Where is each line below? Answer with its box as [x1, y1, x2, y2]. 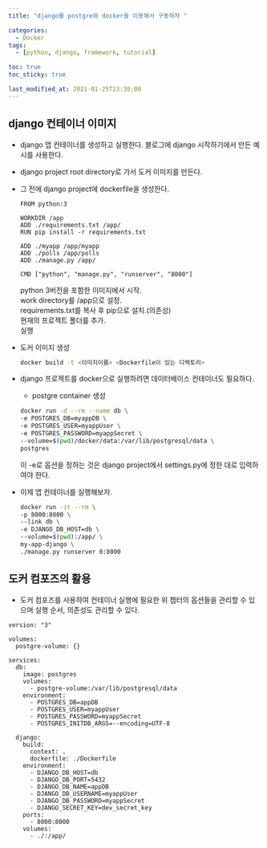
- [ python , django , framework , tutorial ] [15, 49, 156, 57]
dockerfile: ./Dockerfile [29, 754, 116, 763]
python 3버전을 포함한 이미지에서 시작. [19, 285, 142, 295]
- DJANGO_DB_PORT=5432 [29, 776, 106, 784]
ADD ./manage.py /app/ [19, 256, 96, 264]
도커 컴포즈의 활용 [8, 572, 91, 586]
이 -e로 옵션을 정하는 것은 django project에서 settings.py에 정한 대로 [19, 459, 238, 470]
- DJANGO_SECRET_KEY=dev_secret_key [29, 804, 152, 812]
